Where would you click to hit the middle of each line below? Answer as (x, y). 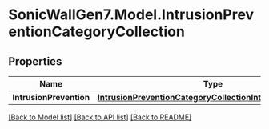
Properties (35, 61)
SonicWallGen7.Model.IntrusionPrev (131, 15)
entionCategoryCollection (97, 32)
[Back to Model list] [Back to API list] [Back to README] (100, 117)
